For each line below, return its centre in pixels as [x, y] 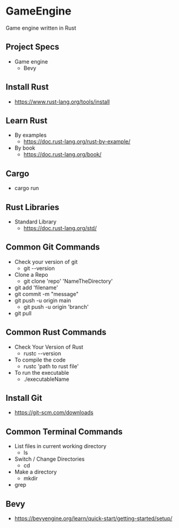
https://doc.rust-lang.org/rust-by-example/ [77, 142]
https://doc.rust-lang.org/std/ [60, 228]
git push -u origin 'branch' [56, 306]
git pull [23, 313]
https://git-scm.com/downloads [54, 412]
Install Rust [27, 87]
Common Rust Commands [56, 332]
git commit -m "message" [47, 294]
